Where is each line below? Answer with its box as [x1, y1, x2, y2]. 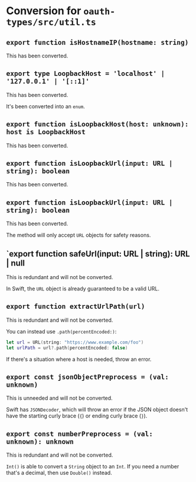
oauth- [83, 6, 116, 17]
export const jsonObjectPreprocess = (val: [6, 373, 169, 381]
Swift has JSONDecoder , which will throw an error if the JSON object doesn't [6, 406, 188, 413]
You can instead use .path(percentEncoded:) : [6, 328, 117, 335]
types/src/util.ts [6, 17, 96, 28]
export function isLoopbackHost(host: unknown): [6, 120, 189, 128]
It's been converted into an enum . [6, 102, 86, 110]
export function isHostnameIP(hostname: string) [6, 38, 189, 47]
